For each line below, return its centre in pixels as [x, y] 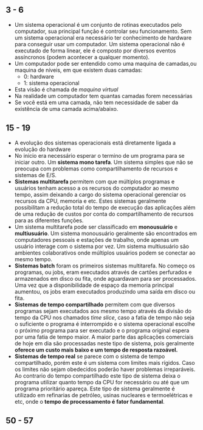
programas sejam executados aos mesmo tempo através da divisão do [103, 311]
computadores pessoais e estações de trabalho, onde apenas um [96, 239]
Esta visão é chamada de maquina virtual [66, 89]
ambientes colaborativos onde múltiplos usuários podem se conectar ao [105, 253]
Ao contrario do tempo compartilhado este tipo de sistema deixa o [97, 375]
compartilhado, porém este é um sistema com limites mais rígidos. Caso [105, 362]
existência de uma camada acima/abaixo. [66, 108]
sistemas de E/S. [36, 175]
